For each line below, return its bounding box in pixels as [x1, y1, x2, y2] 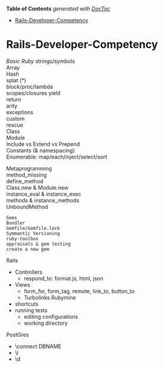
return [6, 95, 22, 103]
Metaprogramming [6, 164, 52, 172]
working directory [23, 319, 68, 327]
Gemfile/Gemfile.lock [6, 225, 60, 231]
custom [6, 115, 25, 122]
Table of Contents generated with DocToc [6, 5, 111, 12]
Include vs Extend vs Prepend [6, 140, 80, 148]
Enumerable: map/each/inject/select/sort [6, 153, 108, 160]
